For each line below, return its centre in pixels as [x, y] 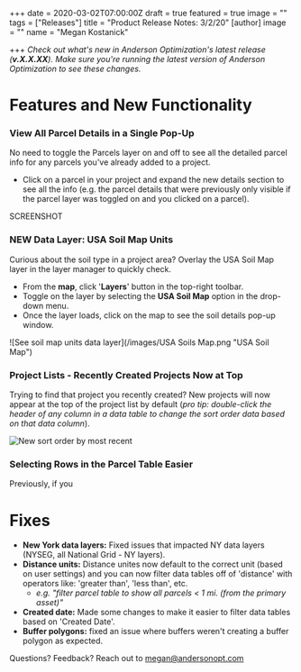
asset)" [50, 603]
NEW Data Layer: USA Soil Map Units [91, 240]
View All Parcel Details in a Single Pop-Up [102, 133]
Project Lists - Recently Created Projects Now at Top [126, 375]
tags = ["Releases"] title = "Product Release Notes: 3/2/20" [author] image [148, 23]
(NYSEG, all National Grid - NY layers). [94, 555]
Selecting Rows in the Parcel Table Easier [101, 464]
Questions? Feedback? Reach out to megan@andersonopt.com [127, 658]
